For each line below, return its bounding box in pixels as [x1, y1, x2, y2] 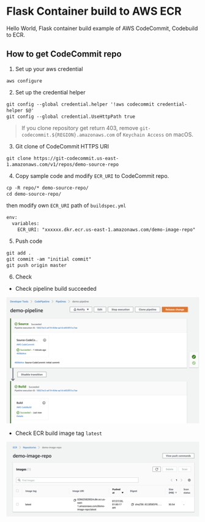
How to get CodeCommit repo [6, 49, 122, 59]
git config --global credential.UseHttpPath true [6, 113, 136, 120]
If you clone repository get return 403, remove [21, 124, 139, 131]
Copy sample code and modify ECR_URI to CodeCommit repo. [15, 172, 170, 179]
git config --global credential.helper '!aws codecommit [6, 101, 155, 107]
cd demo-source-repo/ [6, 191, 62, 197]
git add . [6, 250, 32, 256]
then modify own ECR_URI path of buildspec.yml [6, 201, 127, 209]
